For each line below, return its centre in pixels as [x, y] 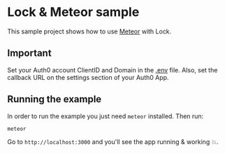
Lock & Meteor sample [73, 12]
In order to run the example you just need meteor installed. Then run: [106, 116]
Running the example [55, 99]
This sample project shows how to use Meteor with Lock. [89, 31]
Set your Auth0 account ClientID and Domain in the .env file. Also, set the [112, 70]
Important [29, 53]
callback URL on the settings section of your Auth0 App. [88, 77]
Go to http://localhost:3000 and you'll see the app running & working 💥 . [113, 142]
